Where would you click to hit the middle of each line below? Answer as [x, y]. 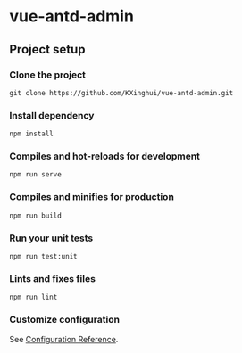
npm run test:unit [43, 257]
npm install [31, 134]
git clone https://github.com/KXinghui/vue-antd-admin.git [121, 93]
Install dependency [52, 115]
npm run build [36, 216]
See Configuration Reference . [64, 339]
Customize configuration [65, 320]
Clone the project [48, 75]
